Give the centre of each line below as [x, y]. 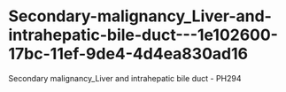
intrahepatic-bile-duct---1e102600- [143, 35]
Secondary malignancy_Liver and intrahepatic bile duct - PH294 [125, 78]
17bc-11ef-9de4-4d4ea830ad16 [128, 54]
